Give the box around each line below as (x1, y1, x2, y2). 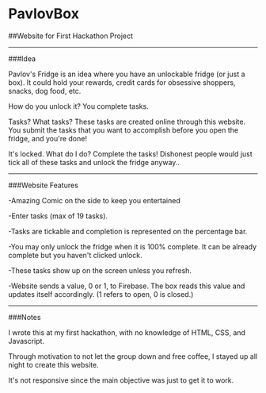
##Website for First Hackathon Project (8, 31, 133, 40)
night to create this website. (8, 360, 99, 369)
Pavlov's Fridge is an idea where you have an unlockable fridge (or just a (8, 69, 245, 79)
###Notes (8, 312, 41, 322)
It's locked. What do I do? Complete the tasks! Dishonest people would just (8, 148, 253, 159)
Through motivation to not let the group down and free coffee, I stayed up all (8, 351, 258, 361)
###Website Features (8, 180, 79, 190)
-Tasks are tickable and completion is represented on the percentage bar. (8, 226, 248, 236)
